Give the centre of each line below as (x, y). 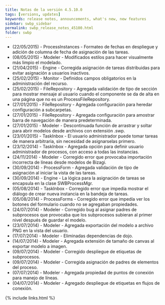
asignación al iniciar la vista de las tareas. (54, 173)
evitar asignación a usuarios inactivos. (51, 73)
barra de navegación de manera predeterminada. (62, 120)
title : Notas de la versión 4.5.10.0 (44, 10)
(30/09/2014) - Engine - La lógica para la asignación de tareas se (79, 178)
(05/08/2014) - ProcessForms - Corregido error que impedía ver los (81, 199)
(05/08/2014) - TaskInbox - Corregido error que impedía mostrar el (80, 189)
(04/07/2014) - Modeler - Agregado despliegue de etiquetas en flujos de (86, 283)
